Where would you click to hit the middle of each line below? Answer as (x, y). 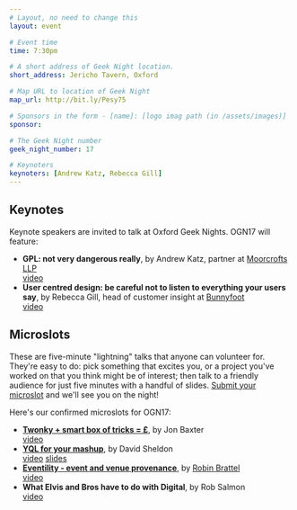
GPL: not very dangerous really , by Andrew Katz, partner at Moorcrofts (155, 258)
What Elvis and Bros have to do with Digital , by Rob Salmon (134, 487)
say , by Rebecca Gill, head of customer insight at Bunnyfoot (133, 297)
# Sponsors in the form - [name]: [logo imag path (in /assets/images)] (148, 116)
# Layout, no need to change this (74, 18)
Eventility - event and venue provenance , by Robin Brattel (131, 468)
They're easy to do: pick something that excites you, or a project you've (142, 366)
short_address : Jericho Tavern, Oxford (84, 76)
